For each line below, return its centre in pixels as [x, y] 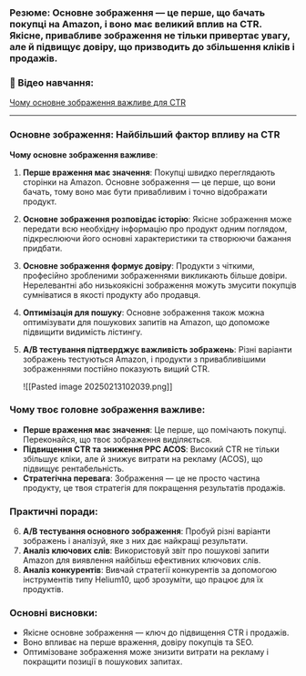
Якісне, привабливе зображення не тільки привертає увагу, [150, 36]
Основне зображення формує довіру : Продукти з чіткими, [138, 265]
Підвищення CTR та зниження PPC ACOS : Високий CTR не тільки [151, 449]
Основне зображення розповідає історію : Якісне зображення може [157, 219]
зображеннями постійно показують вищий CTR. [116, 369]
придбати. [42, 248]
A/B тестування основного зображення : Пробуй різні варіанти [147, 531]
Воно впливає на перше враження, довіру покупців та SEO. [138, 642]
